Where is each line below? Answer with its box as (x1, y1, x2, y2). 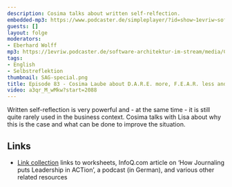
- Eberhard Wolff (7, 42, 57, 49)
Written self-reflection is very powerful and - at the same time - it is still (7, 106, 211, 114)
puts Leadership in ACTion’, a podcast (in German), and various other (17, 166, 215, 174)
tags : (7, 55, 23, 62)
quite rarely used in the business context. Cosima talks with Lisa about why (7, 113, 222, 121)
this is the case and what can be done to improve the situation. (7, 120, 186, 129)
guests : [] (7, 23, 39, 30)
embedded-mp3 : (7, 16, 48, 23)
